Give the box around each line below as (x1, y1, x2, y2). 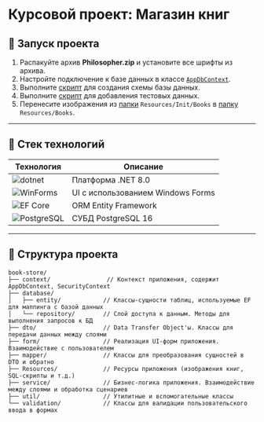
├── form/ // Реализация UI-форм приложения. (8, 337, 220, 345)
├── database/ (8, 289, 55, 297)
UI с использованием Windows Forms (71, 187, 215, 198)
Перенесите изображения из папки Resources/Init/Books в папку (19, 100, 239, 108)
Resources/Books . (19, 108, 75, 117)
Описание (123, 161, 163, 172)
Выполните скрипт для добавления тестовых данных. (19, 91, 200, 100)
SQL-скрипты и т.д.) (8, 372, 76, 380)
